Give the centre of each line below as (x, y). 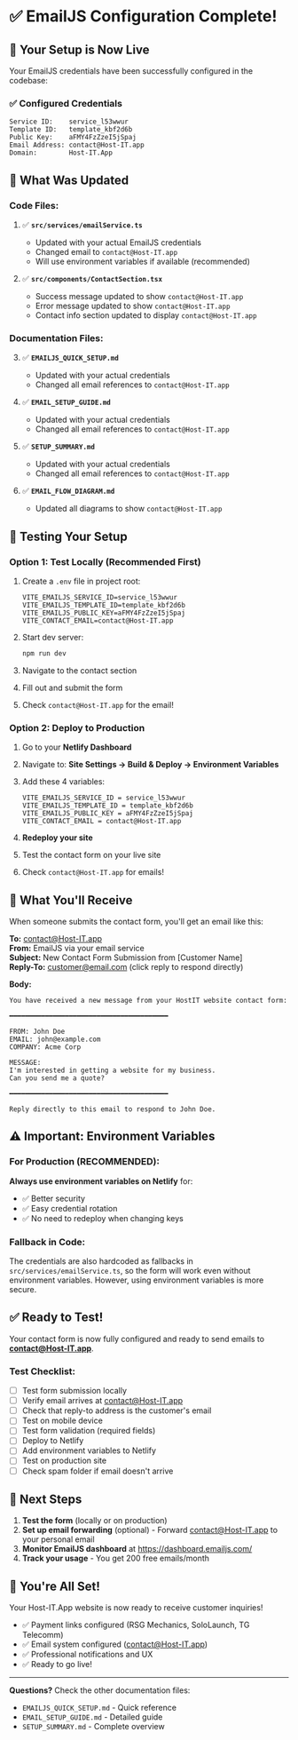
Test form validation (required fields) (89, 1431)
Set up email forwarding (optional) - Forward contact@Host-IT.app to (149, 1530)
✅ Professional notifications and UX (87, 1655)
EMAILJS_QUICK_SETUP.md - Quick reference (99, 1708)
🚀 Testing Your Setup (68, 536)
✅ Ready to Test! (56, 1318)
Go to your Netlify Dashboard (77, 747)
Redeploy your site (57, 838)
